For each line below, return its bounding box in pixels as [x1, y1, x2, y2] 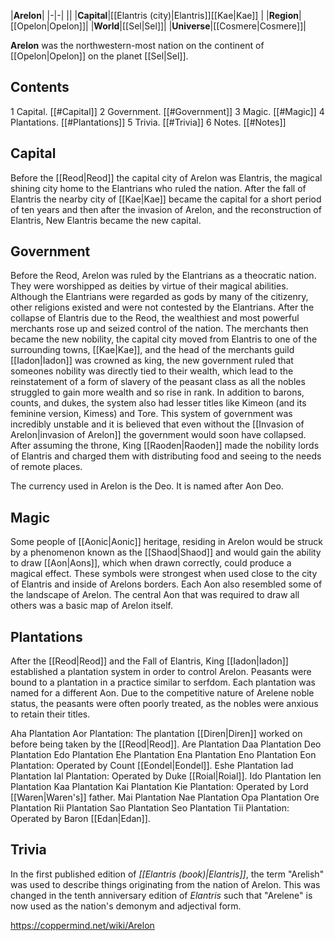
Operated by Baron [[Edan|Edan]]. [10, 813, 151, 825]
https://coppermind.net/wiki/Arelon [10, 919, 155, 931]
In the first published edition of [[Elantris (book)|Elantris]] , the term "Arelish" [10, 868, 325, 880]
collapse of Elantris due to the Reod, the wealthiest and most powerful [10, 312, 300, 324]
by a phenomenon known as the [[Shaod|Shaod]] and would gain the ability [10, 546, 322, 559]
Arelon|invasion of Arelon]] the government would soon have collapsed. [10, 429, 307, 441]
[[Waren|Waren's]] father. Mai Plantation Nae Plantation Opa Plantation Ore [10, 791, 320, 804]
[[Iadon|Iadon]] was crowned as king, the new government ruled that [10, 355, 294, 367]
